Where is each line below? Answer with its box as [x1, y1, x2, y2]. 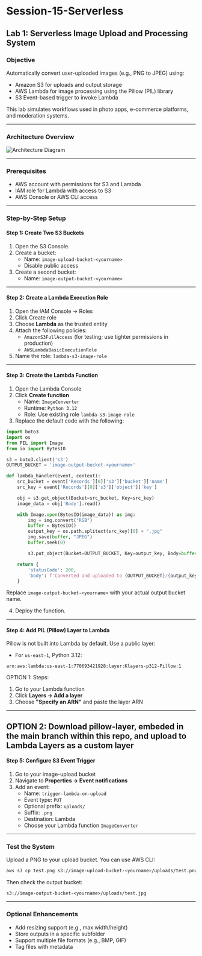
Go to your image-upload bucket [14, 770, 96, 778]
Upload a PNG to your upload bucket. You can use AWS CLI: [6, 856, 155, 863]
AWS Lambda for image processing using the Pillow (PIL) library [14, 87, 174, 95]
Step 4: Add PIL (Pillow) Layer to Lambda [6, 626, 110, 634]
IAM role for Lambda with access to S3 [14, 187, 111, 194]
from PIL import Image [6, 440, 63, 446]
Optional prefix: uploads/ [23, 803, 85, 810]
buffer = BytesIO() [28, 523, 77, 529]
